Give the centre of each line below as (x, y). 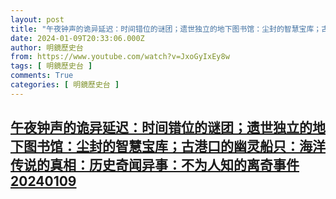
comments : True (42, 76)
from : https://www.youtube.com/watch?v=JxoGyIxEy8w (120, 57)
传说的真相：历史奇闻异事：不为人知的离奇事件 (155, 165)
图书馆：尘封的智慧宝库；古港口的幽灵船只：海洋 (174, 146)
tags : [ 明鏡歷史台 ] (51, 66)
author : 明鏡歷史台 (47, 47)
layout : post (37, 19)
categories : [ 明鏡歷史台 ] (65, 85)
